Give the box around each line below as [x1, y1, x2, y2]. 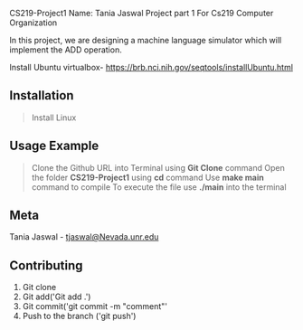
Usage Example [9, 138, 99, 154]
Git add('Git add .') [22, 291, 91, 302]
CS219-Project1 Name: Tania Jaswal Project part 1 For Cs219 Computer [9, 8, 274, 18]
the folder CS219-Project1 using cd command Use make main [31, 172, 264, 183]
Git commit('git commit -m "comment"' [22, 301, 168, 312]
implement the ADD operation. [9, 44, 122, 55]
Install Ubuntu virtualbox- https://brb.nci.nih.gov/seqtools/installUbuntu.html [9, 62, 294, 72]
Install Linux [31, 112, 77, 123]
